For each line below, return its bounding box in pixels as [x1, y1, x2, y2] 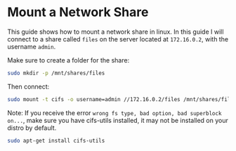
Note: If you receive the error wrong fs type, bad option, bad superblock [7, 108, 222, 117]
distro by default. [7, 124, 57, 132]
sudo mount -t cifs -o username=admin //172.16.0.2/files [7, 96, 181, 103]
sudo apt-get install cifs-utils [7, 137, 105, 144]
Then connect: [7, 82, 50, 91]
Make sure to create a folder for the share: [7, 55, 130, 64]
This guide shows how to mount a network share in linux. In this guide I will [7, 27, 224, 36]
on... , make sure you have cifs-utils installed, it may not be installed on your [7, 116, 228, 124]
